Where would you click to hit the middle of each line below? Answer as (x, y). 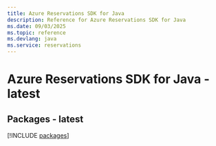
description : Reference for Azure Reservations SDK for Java (97, 20)
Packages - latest (45, 119)
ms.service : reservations (44, 45)
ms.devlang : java (32, 39)
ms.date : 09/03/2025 (37, 26)
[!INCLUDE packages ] (38, 135)
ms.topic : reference (37, 33)
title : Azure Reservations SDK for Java (66, 13)
